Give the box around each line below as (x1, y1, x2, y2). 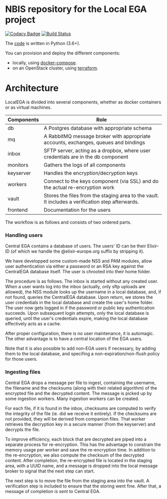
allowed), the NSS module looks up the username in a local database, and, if (5, 289, 162, 295)
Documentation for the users (44, 206, 111, 213)
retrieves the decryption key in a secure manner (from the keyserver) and (5, 421, 156, 428)
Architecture (5, 82, 59, 94)
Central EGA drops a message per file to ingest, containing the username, (5, 380, 156, 386)
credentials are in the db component (44, 153, 128, 160)
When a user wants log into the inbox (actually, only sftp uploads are (5, 284, 146, 290)
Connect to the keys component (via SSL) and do (44, 177, 159, 184)
